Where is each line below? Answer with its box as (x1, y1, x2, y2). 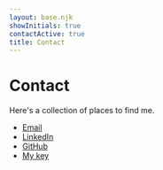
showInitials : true (9, 21, 81, 30)
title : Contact (9, 37, 66, 47)
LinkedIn (21, 132, 54, 143)
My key (21, 151, 50, 161)
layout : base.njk (9, 12, 74, 22)
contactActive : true (9, 29, 86, 38)
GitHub (21, 141, 49, 151)
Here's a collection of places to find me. (9, 105, 155, 116)
